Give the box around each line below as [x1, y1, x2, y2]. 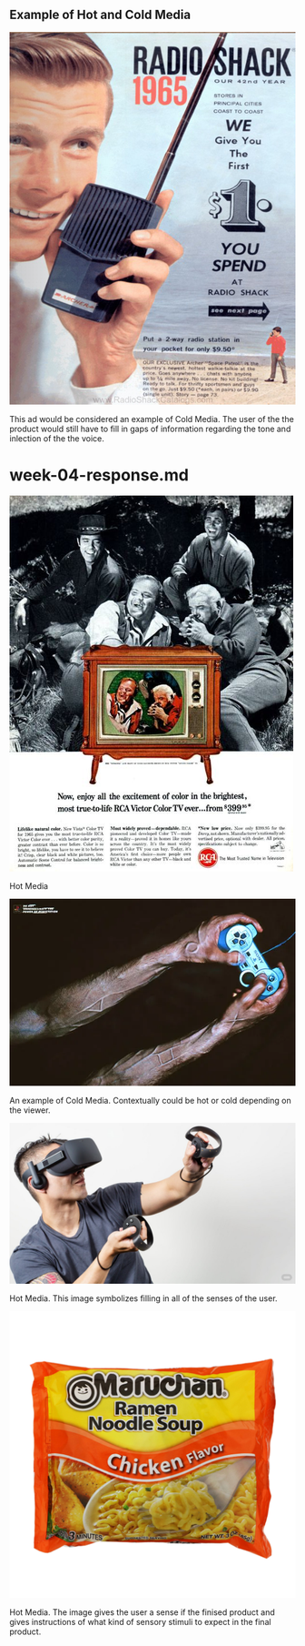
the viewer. [9, 1105, 51, 1116]
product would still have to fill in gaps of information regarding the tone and [9, 423, 291, 435]
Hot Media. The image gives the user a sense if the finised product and [9, 1607, 275, 1618]
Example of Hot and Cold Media [9, 7, 192, 23]
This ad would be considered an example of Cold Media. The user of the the [9, 414, 295, 425]
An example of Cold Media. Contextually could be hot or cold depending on [9, 1095, 292, 1106]
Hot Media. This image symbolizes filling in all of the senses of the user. [9, 1293, 279, 1304]
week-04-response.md [9, 465, 189, 486]
